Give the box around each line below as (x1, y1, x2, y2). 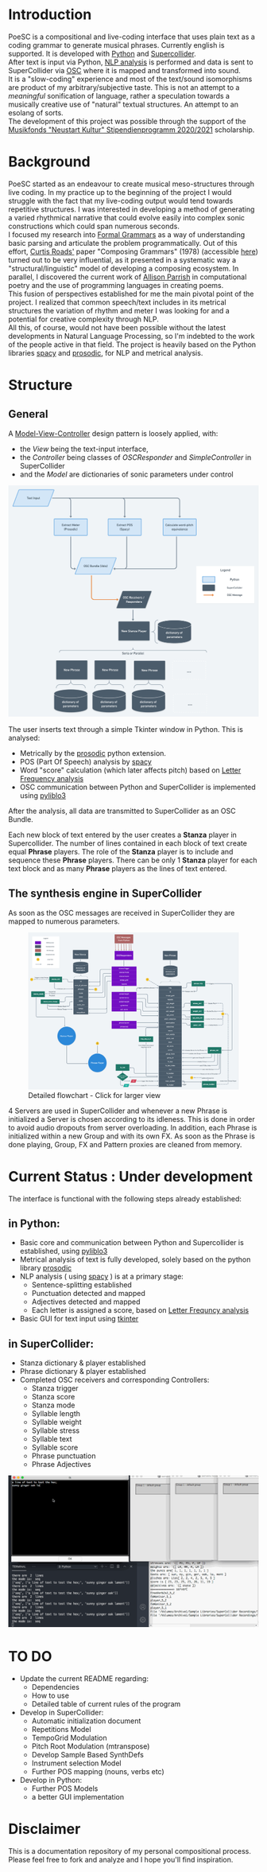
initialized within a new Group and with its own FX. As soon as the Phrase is (8, 1131, 256, 1141)
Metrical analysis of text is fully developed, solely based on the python (19, 1255, 251, 1264)
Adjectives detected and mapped (31, 1297, 141, 1306)
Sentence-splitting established (31, 1280, 133, 1290)
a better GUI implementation (31, 1792, 125, 1801)
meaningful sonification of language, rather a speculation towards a (8, 91, 230, 100)
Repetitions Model (31, 1724, 91, 1734)
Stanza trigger (31, 1384, 79, 1393)
